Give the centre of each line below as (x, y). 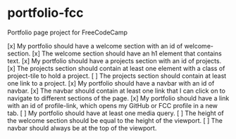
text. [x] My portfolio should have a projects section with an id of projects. (114, 60)
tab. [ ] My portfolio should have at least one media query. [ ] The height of (116, 113)
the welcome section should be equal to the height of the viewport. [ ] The (115, 120)
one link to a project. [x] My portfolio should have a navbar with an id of (111, 83)
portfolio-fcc (45, 13)
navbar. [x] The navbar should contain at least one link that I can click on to (116, 91)
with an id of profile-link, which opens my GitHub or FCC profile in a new (113, 105)
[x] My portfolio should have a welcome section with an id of (95, 46)
